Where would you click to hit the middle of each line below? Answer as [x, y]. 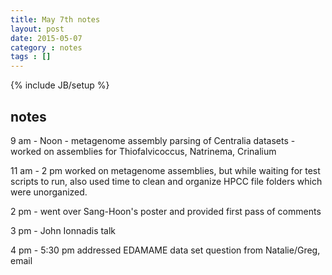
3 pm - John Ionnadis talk [63, 230]
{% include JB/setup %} [60, 85]
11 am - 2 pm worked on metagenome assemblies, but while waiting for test [165, 170]
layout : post [37, 29]
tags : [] [31, 57]
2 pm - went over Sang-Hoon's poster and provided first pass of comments [166, 211]
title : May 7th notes [55, 19]
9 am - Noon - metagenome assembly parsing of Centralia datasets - [153, 140]
